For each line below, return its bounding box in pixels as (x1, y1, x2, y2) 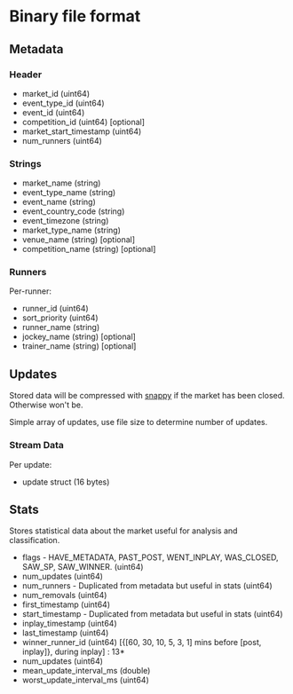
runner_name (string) (21, 322, 100, 333)
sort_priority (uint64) (21, 312, 99, 323)
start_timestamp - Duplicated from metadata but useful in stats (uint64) (21, 609, 283, 619)
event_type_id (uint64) (21, 98, 105, 108)
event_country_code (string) (21, 206, 125, 217)
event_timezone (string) (21, 216, 109, 226)
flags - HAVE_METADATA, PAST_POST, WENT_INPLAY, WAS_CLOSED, (21, 552, 279, 563)
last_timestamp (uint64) (21, 627, 109, 638)
